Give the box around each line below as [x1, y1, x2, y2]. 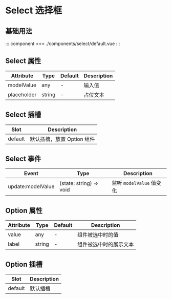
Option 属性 [5, 206, 42, 215]
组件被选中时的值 [77, 231, 119, 239]
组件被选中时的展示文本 [77, 241, 134, 248]
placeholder [8, 91, 37, 98]
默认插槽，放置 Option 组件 [30, 135, 95, 142]
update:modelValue [8, 183, 55, 190]
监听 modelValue [112, 180, 150, 187]
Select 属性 [5, 57, 41, 66]
